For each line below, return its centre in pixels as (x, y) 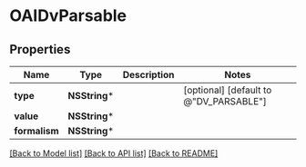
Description (148, 75)
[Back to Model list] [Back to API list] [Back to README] (114, 153)
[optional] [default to (228, 90)
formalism (36, 131)
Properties (40, 49)
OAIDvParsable (68, 16)
